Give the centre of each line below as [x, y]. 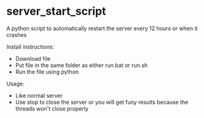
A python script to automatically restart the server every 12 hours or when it [102, 28]
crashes [17, 34]
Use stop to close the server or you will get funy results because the [102, 102]
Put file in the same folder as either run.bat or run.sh [81, 65]
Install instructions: [30, 47]
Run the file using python [47, 71]
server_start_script [56, 11]
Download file [33, 58]
